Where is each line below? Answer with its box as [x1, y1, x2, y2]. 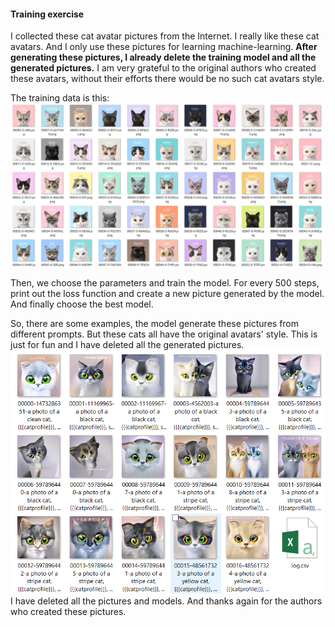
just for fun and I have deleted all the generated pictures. [10, 339, 245, 351]
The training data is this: [10, 92, 110, 104]
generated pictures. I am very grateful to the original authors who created [10, 62, 317, 74]
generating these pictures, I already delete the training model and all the [10, 51, 317, 64]
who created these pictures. [10, 605, 127, 617]
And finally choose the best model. [10, 298, 154, 310]
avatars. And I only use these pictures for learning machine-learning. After [10, 41, 318, 53]
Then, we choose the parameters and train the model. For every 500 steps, [10, 277, 320, 289]
